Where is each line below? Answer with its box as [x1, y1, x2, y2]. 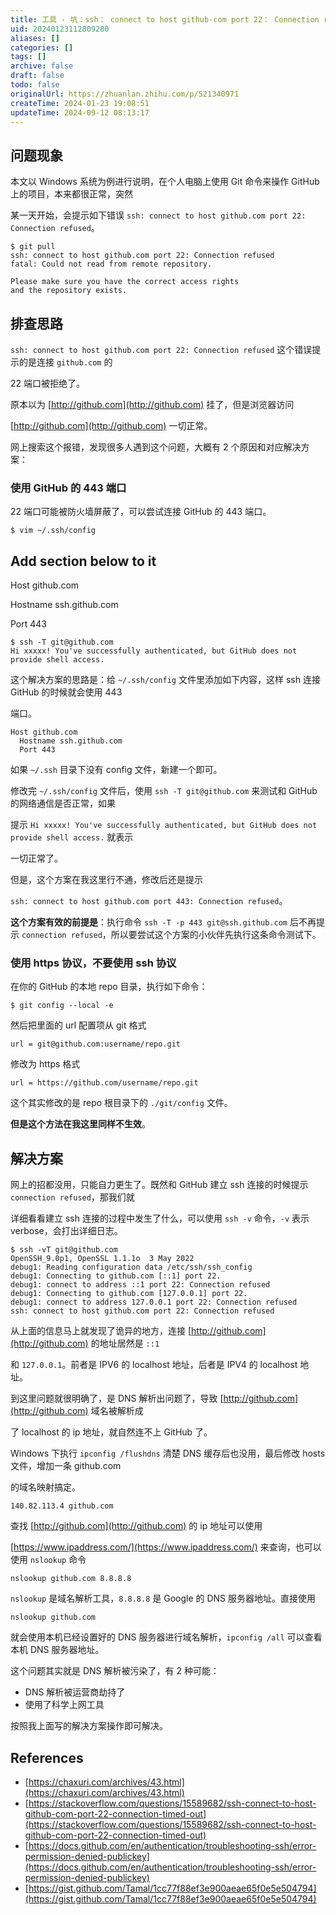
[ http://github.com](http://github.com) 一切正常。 [10, 420, 213, 431]
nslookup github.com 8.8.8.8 [10, 1574, 132, 1584]
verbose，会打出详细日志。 [10, 1225, 123, 1237]
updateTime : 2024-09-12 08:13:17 [10, 107, 150, 118]
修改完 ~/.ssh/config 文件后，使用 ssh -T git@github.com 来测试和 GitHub [10, 785, 318, 797]
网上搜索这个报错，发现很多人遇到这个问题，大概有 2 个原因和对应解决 [10, 441, 302, 453]
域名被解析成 [90, 1405, 144, 1417]
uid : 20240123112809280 [10, 24, 110, 34]
